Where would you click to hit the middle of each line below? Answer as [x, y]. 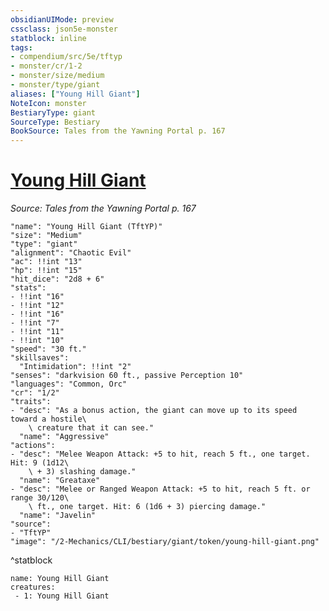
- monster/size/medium [57, 76]
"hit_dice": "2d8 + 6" [57, 279]
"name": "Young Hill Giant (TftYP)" [86, 227]
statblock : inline [48, 38]
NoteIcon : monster [48, 103]
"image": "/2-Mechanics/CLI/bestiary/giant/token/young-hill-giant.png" [165, 542]
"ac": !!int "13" [46, 262]
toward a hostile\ [48, 419]
